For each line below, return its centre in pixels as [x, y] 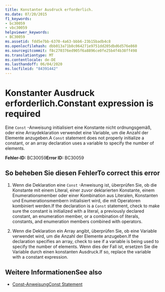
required [23, 114]
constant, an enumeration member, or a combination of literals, [76, 216]
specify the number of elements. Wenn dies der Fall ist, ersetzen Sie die [85, 246]
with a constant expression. [40, 257]
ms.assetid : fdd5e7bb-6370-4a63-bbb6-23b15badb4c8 [58, 42]
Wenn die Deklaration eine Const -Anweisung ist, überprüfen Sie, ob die [84, 185]
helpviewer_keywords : [27, 32]
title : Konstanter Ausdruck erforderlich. [49, 10]
